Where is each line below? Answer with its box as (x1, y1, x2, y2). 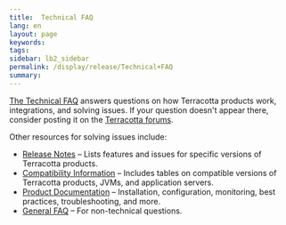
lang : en (9, 21, 42, 30)
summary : (9, 71, 42, 80)
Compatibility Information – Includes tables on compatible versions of (21, 167, 277, 178)
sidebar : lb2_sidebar (9, 54, 90, 63)
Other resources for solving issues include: (9, 131, 168, 142)
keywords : (9, 37, 46, 47)
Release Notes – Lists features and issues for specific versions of (21, 149, 262, 159)
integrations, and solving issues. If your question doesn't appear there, (9, 104, 269, 116)
